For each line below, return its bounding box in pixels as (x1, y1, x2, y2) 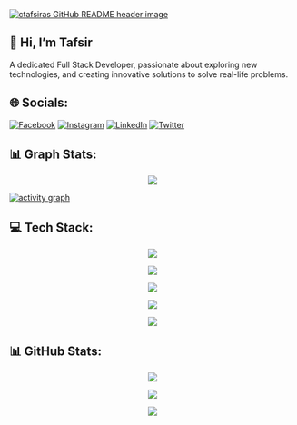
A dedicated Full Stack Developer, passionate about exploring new (9, 59, 258, 70)
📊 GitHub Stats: (9, 343, 103, 359)
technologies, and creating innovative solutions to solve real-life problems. (9, 68, 289, 80)
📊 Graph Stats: (9, 147, 97, 163)
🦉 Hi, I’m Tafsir (9, 35, 94, 51)
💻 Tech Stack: (9, 220, 94, 235)
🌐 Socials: (9, 95, 69, 111)
